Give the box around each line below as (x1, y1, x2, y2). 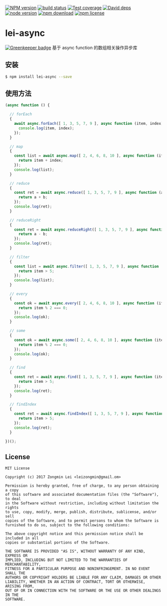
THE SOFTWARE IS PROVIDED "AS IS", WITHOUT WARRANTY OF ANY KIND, (5, 549, 146, 554)
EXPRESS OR (5, 553, 28, 559)
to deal (5, 497, 21, 502)
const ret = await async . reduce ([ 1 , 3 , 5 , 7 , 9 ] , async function (14, 190, 157, 195)
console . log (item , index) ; (18, 125, 75, 131)
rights (5, 505, 19, 510)
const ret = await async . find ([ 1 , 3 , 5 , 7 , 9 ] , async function (14, 374, 153, 379)
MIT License (5, 466, 30, 471)
